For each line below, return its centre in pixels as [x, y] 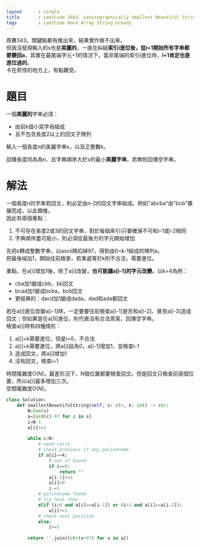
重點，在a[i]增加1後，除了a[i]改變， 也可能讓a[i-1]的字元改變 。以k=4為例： [97, 271]
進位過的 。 [19, 62]
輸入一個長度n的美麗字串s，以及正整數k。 [57, 147]
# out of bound [67, 461]
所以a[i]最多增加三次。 [44, 381]
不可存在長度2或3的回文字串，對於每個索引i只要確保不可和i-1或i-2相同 [100, 231]
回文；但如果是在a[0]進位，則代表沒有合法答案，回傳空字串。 [82, 318]
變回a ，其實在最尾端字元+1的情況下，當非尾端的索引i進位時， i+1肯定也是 [101, 55]
